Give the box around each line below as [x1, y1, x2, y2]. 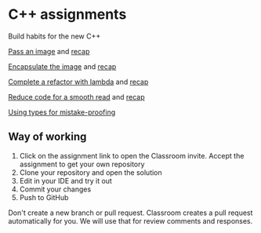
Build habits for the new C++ [8, 31, 101, 41]
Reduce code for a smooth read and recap [8, 92, 145, 101]
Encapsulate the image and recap [8, 61, 117, 71]
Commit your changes [19, 184, 92, 194]
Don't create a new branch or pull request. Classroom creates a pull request [8, 208, 253, 217]
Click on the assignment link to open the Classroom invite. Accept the [19, 151, 245, 160]
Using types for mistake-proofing [8, 107, 116, 117]
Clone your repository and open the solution [19, 167, 162, 177]
